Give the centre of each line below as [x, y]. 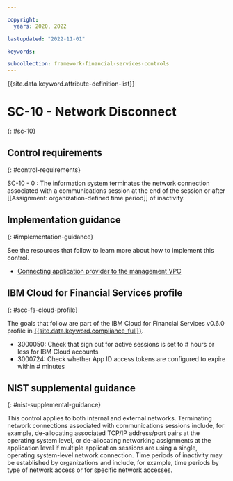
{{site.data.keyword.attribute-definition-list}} [71, 84]
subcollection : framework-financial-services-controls [88, 64]
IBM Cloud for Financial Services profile [95, 293]
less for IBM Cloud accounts [58, 352]
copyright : [23, 19]
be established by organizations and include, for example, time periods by [113, 463]
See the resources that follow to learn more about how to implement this [111, 250]
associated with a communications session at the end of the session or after [116, 190]
